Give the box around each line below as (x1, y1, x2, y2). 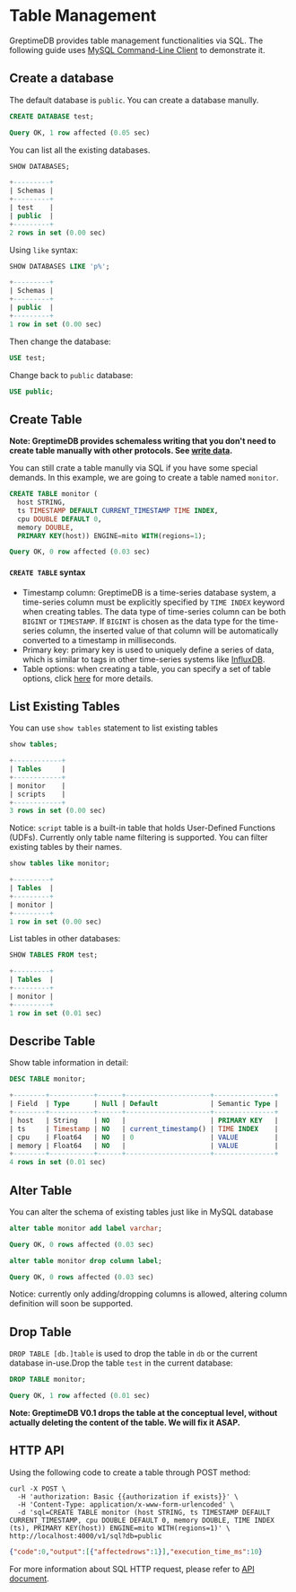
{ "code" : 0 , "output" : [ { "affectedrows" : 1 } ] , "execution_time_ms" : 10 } (9, 1547, 263, 1556)
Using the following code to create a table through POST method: (9, 1466, 251, 1478)
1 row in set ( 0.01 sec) (9, 1008, 102, 1018)
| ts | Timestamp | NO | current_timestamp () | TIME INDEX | (9, 1124, 279, 1133)
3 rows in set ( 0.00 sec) (9, 806, 106, 816)
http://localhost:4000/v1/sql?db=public (9, 1531, 163, 1541)
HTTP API (9, 1443, 65, 1458)
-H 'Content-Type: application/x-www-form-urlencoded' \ (17, 1499, 235, 1509)
